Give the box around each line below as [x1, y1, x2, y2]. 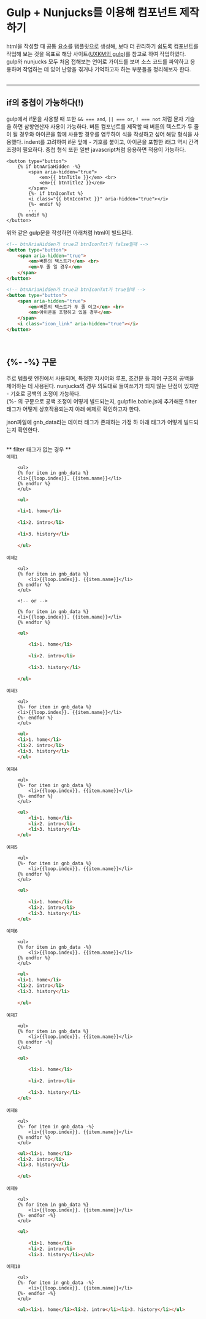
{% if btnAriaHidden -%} [17, 164, 81, 170]
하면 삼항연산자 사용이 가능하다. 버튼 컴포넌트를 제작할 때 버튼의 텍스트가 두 [12, 122, 193, 130]
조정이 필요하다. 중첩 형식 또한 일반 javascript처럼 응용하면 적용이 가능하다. [6, 146, 186, 153]
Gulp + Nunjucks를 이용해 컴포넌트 [6, 6, 177, 20]
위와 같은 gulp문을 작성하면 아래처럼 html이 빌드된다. [6, 229, 133, 236]
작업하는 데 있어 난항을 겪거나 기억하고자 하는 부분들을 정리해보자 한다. [22, 65, 191, 73]
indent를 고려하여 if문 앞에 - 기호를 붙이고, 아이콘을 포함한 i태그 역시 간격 [24, 138, 199, 145]
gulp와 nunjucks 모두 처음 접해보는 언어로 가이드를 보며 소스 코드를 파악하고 [6, 58, 189, 65]
